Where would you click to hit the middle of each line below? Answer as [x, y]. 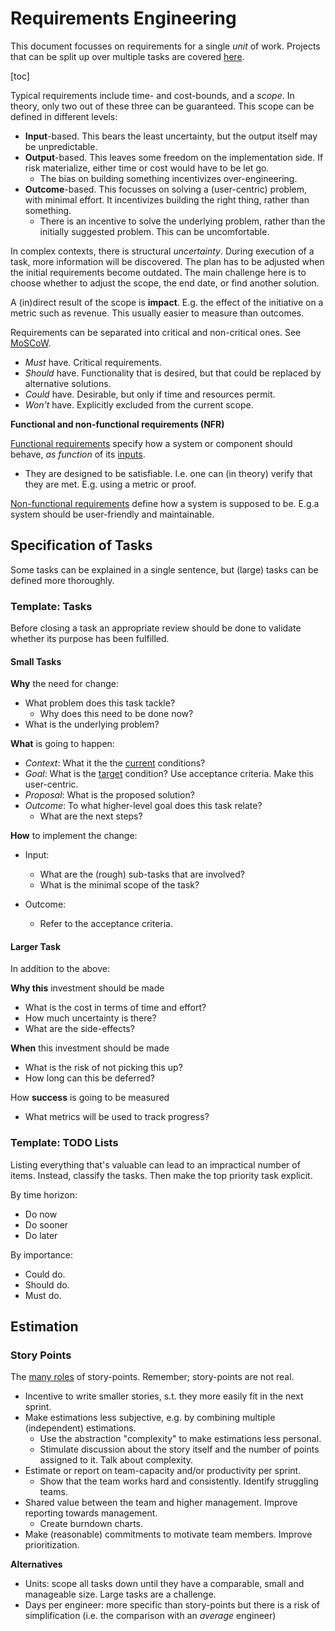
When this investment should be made [90, 1048]
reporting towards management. [91, 1513]
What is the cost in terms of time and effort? [115, 1008]
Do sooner [46, 1224]
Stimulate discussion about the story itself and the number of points [179, 1449]
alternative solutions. [68, 383]
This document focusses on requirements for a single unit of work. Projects [165, 46]
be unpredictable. [61, 146]
